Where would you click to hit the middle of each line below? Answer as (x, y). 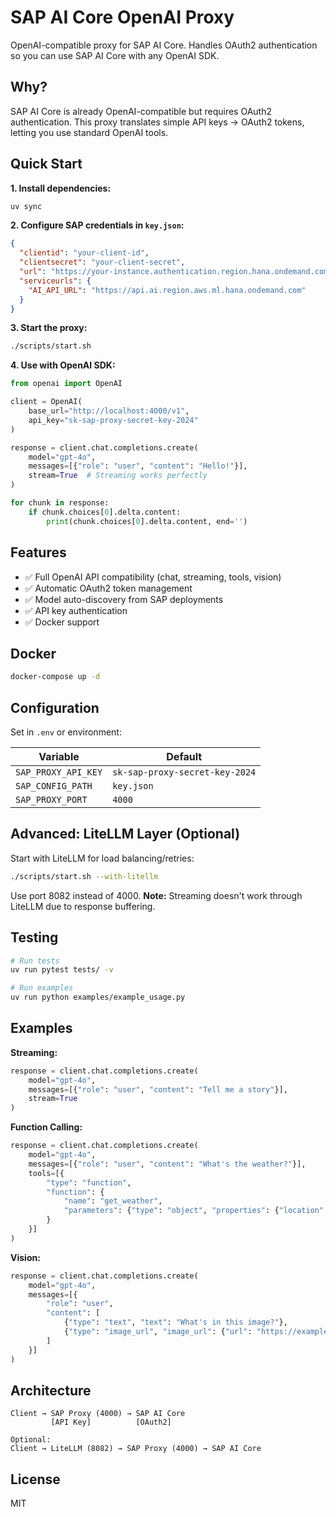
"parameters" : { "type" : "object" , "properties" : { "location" (194, 1211)
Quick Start (46, 164)
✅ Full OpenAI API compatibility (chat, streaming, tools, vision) (153, 577)
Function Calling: (46, 1127)
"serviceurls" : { (55, 281)
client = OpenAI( (46, 402)
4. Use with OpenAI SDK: (63, 365)
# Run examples (42, 988)
